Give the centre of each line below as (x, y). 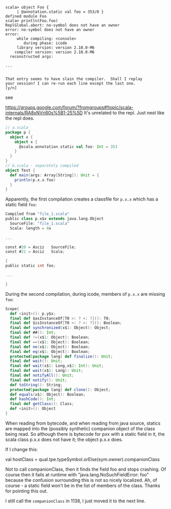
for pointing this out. (27, 491)
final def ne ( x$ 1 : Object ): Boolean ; (50, 347)
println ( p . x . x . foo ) (35, 180)
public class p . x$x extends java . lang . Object (54, 219)
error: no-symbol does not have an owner (50, 30)
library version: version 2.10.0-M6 (56, 48)
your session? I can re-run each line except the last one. (71, 83)
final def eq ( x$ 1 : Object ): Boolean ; (50, 351)
